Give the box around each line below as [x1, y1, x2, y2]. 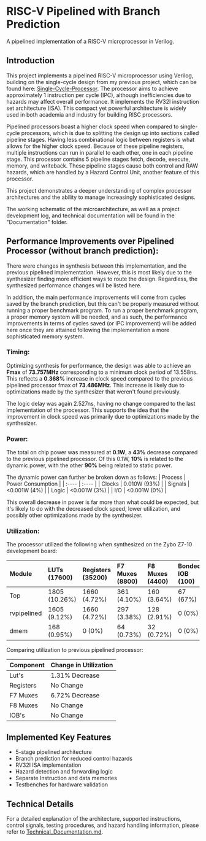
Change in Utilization [50, 661, 113, 670]
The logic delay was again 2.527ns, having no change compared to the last [6, 400, 196, 407]
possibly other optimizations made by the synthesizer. [6, 511, 143, 519]
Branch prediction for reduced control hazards [15, 755, 133, 762]
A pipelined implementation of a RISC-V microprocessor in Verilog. [6, 37, 175, 45]
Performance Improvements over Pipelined [6, 236, 175, 247]
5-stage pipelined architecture [15, 748, 92, 756]
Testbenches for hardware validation [15, 781, 109, 788]
